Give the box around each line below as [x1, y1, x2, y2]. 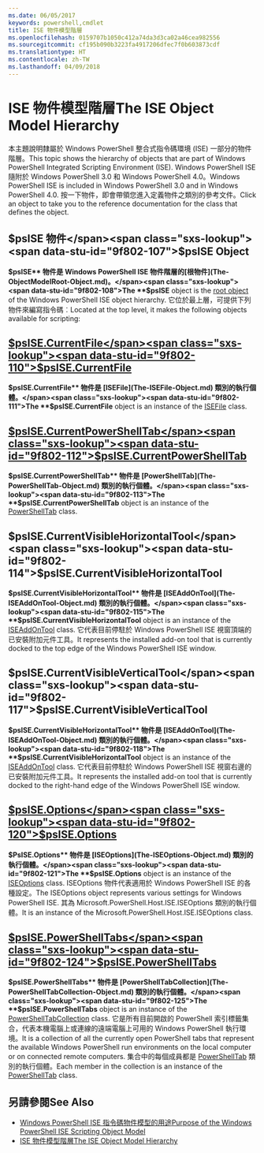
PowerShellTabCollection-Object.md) [8, 987, 134, 997]
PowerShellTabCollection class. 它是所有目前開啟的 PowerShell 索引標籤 [8, 1014, 243, 1024]
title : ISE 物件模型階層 [8, 26, 83, 34]
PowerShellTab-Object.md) [8, 481, 100, 491]
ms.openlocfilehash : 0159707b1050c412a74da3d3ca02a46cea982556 [8, 33, 221, 42]
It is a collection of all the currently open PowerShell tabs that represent [22, 1034, 255, 1043]
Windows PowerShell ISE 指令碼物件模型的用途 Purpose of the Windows [19, 1118, 252, 1128]
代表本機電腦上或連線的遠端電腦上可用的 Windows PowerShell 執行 [21, 1024, 240, 1033]
